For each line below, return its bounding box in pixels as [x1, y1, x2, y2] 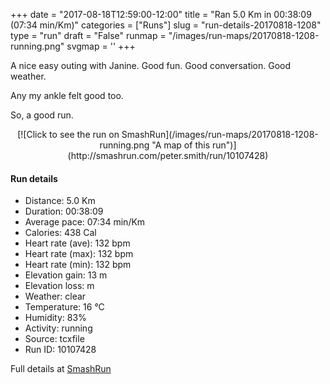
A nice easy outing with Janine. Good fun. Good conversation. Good [10, 60, 292, 71]
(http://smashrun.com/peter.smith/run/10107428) [67, 150, 269, 161]
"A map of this [151, 139, 211, 151]
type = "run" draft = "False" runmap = [10, 30, 167, 41]
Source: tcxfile [24, 333, 85, 345]
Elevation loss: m [24, 280, 95, 292]
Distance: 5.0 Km [24, 195, 96, 207]
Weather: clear [24, 290, 87, 303]
